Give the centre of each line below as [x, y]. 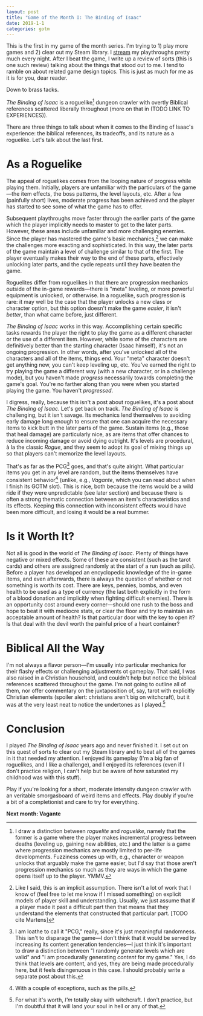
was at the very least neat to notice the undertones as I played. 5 [86, 704]
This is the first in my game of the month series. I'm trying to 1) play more [97, 46]
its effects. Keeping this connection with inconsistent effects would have [96, 506]
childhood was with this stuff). [44, 777]
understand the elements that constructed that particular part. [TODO [101, 913]
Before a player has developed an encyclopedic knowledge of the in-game [99, 572]
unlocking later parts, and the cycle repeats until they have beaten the [93, 264]
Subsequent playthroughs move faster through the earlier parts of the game [101, 218]
